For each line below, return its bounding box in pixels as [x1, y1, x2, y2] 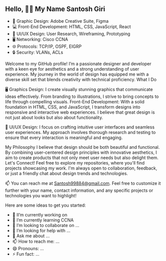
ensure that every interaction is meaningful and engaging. [5, 134, 123, 140]
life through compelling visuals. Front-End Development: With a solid [5, 98, 145, 104]
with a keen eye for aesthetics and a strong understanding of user [5, 66, 139, 72]
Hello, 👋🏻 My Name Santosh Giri [5, 5, 105, 13]
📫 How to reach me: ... [12, 238, 60, 244]
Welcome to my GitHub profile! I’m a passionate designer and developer [5, 60, 152, 67]
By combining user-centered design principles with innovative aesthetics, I [5, 149, 157, 155]
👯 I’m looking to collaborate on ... [12, 222, 80, 228]
